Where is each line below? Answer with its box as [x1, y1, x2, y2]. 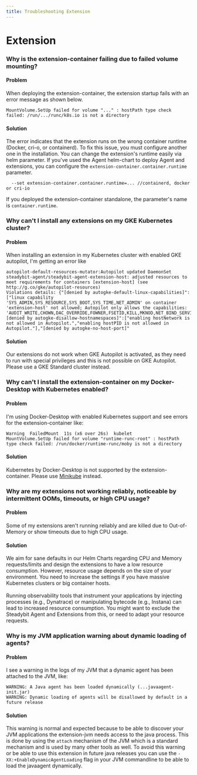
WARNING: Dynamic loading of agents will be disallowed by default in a [6, 695, 188, 700]
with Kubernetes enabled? [32, 385, 108, 394]
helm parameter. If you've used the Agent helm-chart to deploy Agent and [6, 157, 185, 164]
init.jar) [6, 689, 30, 695]
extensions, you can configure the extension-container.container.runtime [6, 163, 187, 170]
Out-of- [169, 522, 188, 529]
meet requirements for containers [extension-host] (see [6, 279, 148, 285]
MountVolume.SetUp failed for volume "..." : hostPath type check [6, 107, 172, 113]
